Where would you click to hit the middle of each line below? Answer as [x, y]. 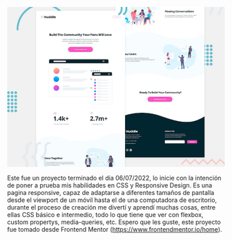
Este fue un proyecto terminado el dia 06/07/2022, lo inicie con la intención [114, 178]
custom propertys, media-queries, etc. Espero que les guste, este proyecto [114, 222]
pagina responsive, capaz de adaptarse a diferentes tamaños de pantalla [111, 192]
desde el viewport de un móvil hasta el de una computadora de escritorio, [112, 200]
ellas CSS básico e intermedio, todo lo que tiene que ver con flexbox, [105, 214]
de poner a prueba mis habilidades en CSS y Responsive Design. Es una [110, 185]
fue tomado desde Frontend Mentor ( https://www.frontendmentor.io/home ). [115, 229]
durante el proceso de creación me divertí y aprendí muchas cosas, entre [112, 207]
